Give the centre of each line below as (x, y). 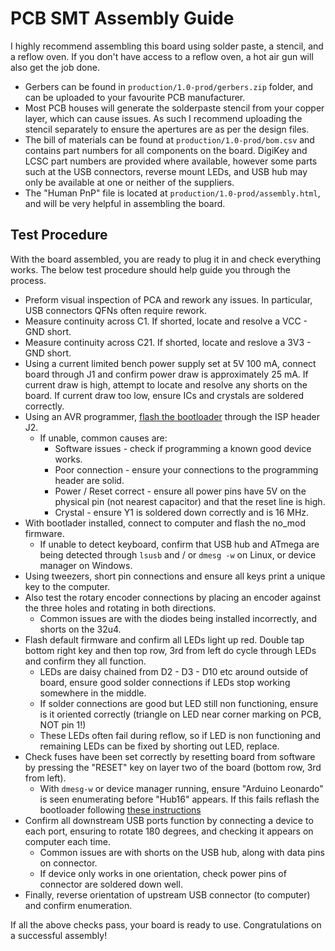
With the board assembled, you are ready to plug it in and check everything (166, 259)
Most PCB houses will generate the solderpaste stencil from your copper (174, 108)
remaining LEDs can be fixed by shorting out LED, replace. (159, 746)
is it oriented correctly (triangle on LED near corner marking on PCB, (180, 714)
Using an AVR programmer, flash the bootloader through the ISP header (172, 416)
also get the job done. (55, 67)
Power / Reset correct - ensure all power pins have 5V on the (180, 491)
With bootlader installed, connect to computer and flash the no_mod (165, 523)
